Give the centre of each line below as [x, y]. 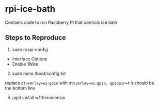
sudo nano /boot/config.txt [39, 73]
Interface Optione [30, 59]
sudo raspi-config [30, 49]
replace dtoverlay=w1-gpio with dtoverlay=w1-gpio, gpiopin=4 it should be [79, 83]
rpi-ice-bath [30, 9]
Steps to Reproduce [36, 38]
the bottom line [20, 88]
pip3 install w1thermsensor [39, 97]
